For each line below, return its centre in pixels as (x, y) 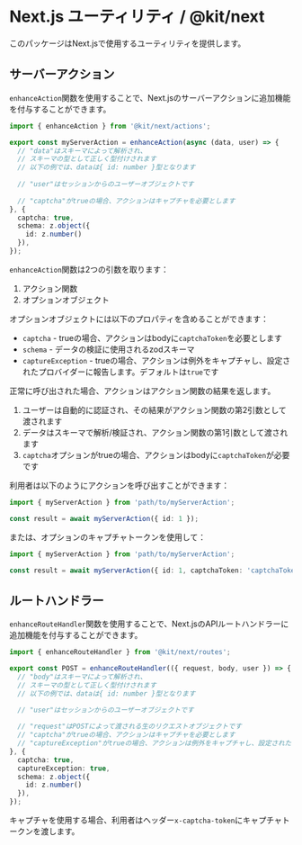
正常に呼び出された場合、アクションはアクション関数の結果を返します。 (142, 391)
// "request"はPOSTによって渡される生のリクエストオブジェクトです (130, 727)
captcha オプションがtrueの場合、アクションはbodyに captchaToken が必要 (156, 454)
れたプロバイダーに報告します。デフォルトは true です (120, 372)
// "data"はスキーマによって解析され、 (82, 151)
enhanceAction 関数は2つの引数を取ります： (89, 269)
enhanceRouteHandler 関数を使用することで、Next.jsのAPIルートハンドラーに (149, 624)
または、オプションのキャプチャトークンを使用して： (108, 537)
